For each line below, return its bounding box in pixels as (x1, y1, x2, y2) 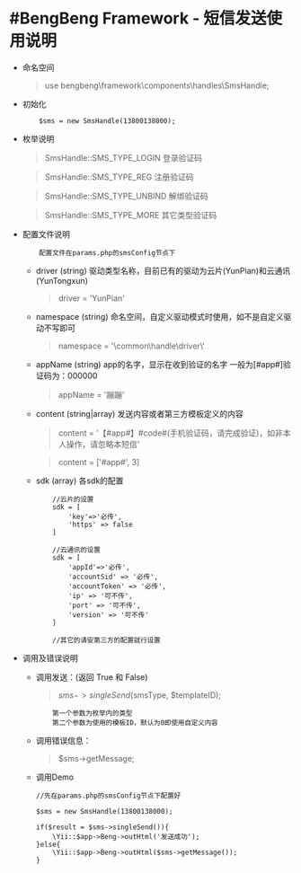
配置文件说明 (22, 228, 70, 239)
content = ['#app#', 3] (58, 456, 140, 467)
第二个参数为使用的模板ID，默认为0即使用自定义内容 (52, 718, 218, 727)
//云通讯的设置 (52, 545, 101, 554)
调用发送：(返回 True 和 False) (35, 671, 148, 683)
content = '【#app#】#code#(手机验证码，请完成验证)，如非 (58, 428, 283, 438)
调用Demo (35, 772, 75, 782)
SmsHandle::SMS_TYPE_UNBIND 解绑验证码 (44, 190, 208, 201)
